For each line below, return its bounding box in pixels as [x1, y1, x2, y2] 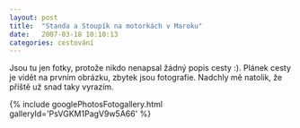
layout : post [9, 13, 58, 22]
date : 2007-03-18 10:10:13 [9, 30, 119, 38]
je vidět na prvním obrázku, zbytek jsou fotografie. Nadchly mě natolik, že [9, 73, 283, 83]
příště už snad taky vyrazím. [9, 81, 114, 92]
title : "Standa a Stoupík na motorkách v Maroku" [9, 21, 203, 30]
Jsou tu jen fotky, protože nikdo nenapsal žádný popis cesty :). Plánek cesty [9, 63, 292, 73]
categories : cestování [9, 38, 94, 47]
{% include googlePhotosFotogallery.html [9, 99, 163, 110]
